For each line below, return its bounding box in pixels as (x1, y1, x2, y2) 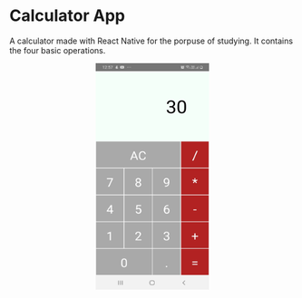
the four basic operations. (9, 44, 106, 55)
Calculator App (9, 5, 125, 26)
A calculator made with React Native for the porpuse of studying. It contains (9, 35, 293, 46)
